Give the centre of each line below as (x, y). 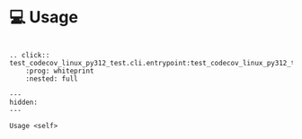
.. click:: (30, 55)
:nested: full (52, 78)
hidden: (24, 102)
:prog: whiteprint (60, 71)
